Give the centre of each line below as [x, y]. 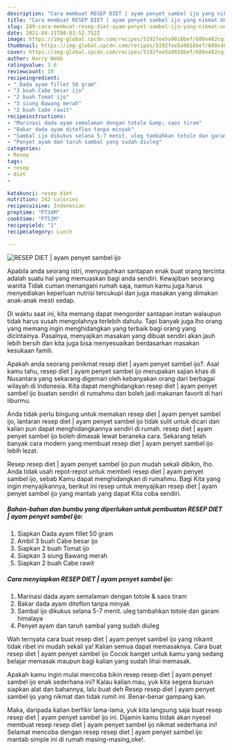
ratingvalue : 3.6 [32, 65]
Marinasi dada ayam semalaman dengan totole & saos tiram [102, 597]
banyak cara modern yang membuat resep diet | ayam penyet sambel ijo [110, 443]
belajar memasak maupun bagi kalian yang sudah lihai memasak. [99, 662]
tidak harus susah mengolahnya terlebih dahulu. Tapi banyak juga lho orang [115, 321]
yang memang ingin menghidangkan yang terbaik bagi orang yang [102, 328]
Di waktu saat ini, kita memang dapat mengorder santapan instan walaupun [114, 313]
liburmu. [19, 400]
